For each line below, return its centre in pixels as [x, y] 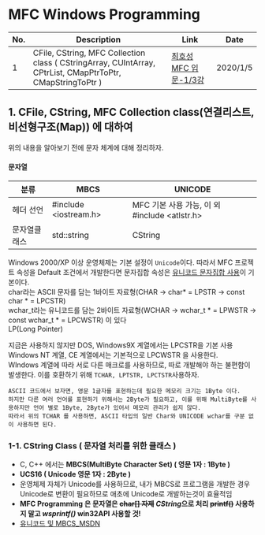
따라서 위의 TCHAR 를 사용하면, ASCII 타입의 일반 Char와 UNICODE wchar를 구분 [127, 416]
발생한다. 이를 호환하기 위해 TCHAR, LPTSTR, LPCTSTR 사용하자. [104, 374]
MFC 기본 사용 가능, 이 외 [176, 205]
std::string [70, 235]
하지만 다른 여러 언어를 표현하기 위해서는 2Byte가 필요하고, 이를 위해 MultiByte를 [128, 399]
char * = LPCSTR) [37, 300]
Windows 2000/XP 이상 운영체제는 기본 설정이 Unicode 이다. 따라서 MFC [121, 262]
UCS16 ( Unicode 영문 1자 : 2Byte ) [75, 474]
